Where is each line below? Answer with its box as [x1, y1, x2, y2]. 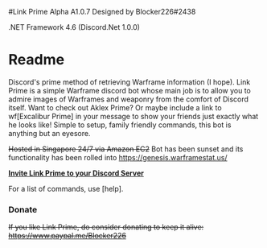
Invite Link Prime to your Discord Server [8, 168, 145, 178]
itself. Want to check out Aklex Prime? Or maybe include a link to [8, 102, 223, 112]
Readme [8, 51, 65, 69]
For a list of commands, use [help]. [8, 184, 124, 193]
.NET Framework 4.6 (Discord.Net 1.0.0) [8, 23, 141, 31]
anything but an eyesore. [8, 128, 91, 138]
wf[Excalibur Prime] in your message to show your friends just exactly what [8, 111, 259, 121]
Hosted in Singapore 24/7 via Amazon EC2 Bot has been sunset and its [8, 144, 244, 154]
